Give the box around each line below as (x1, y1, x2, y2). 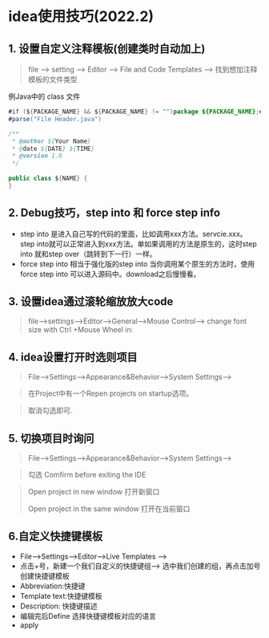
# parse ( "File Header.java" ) (8, 115, 102, 123)
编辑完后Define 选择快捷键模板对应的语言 (19, 611, 157, 620)
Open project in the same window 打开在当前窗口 (27, 504, 191, 514)
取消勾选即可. (27, 406, 73, 416)
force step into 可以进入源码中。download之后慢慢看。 (19, 269, 201, 278)
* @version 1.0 (11, 152, 62, 161)
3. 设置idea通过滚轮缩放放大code (8, 295, 174, 308)
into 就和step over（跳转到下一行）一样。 (19, 249, 157, 258)
